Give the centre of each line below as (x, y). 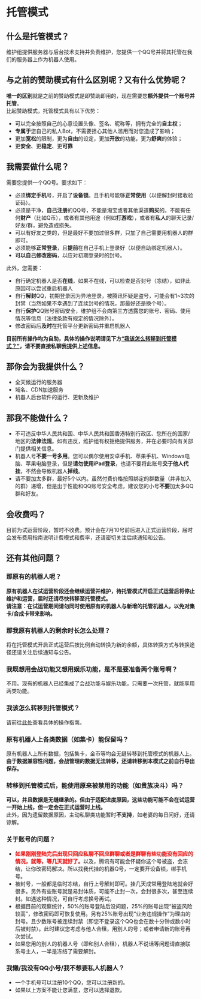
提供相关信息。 (39, 448)
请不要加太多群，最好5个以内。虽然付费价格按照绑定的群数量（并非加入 (103, 478)
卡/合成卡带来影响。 (31, 614)
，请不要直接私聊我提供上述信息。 (61, 346)
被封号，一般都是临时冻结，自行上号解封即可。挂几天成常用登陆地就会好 (104, 884)
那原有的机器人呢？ (34, 577)
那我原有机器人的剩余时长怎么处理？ (58, 630)
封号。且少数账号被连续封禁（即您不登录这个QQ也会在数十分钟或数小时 (103, 921)
